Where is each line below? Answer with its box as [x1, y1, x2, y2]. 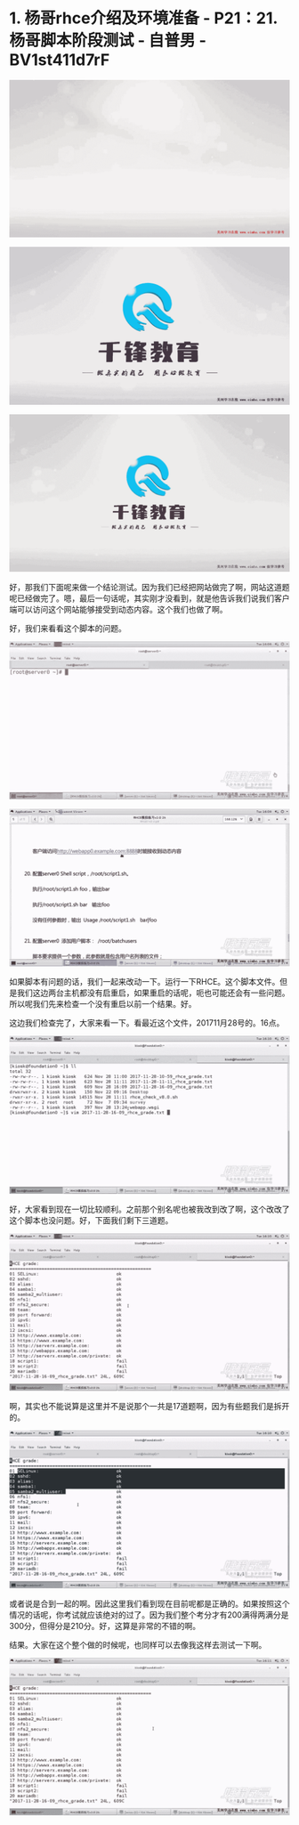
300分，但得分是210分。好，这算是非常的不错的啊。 [9, 1620, 201, 1631]
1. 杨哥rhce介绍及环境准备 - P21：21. [9, 8, 279, 28]
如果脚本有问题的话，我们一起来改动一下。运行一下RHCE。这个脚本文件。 [9, 977, 280, 987]
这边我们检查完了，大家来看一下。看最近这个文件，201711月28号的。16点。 [9, 1018, 285, 1028]
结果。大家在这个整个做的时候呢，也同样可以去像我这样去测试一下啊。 [9, 1639, 267, 1650]
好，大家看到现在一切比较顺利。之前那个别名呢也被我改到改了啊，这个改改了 [9, 1204, 290, 1214]
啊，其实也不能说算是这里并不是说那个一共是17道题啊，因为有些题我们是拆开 [9, 1401, 290, 1412]
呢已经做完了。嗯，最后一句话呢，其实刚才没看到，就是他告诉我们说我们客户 [9, 593, 290, 604]
